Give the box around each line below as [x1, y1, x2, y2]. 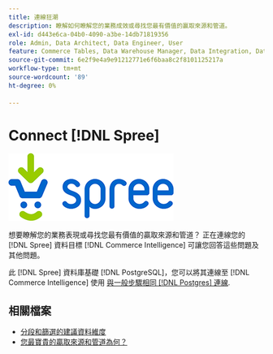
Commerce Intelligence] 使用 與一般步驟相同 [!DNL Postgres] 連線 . [8, 278, 231, 287]
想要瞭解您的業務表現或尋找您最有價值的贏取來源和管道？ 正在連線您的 [8, 230, 245, 240]
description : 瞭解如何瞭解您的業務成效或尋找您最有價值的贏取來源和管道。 [8, 21, 232, 30]
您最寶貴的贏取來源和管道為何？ [19, 337, 128, 347]
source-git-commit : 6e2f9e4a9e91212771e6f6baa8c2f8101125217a [8, 56, 223, 64]
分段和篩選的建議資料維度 [19, 327, 106, 337]
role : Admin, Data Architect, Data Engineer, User [8, 39, 184, 47]
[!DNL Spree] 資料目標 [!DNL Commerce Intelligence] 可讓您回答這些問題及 [8, 240, 259, 250]
